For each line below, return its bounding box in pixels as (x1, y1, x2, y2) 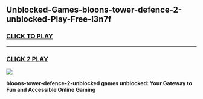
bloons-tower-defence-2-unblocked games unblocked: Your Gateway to (6, 79, 192, 86)
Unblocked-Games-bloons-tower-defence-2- (6, 5, 182, 15)
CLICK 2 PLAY (6, 55, 48, 63)
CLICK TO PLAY (6, 32, 53, 41)
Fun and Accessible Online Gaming (6, 86, 96, 93)
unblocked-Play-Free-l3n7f (6, 14, 112, 25)
